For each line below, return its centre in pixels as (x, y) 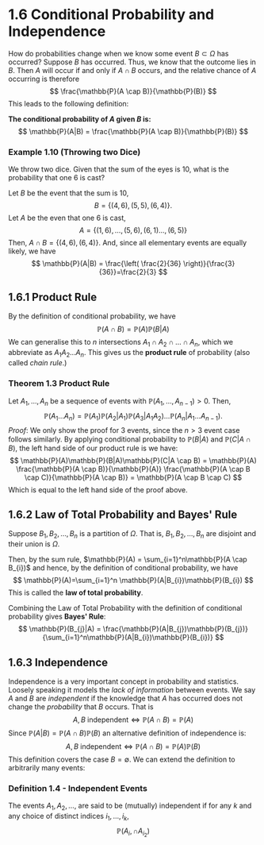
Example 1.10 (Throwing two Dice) (75, 152)
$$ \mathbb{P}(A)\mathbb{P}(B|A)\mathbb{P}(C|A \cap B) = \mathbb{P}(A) (133, 460)
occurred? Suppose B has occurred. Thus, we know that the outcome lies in (132, 62)
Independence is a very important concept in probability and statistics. (124, 681)
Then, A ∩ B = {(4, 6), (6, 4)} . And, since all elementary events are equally (128, 243)
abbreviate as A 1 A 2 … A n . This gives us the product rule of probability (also (129, 353)
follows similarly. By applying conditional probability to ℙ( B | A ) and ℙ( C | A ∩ (130, 439)
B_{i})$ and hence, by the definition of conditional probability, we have (123, 568)
